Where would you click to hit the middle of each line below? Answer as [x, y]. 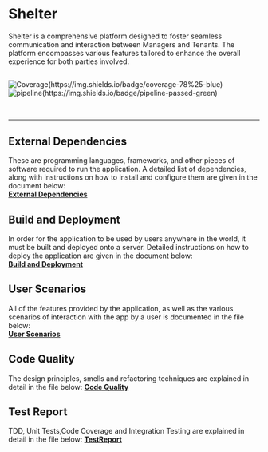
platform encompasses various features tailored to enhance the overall [124, 53]
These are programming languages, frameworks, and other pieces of [122, 161]
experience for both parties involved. [69, 61]
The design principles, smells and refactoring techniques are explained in [129, 378]
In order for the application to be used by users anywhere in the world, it [127, 238]
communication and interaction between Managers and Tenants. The [122, 44]
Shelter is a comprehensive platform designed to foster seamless [115, 36]
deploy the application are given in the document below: [100, 256]
